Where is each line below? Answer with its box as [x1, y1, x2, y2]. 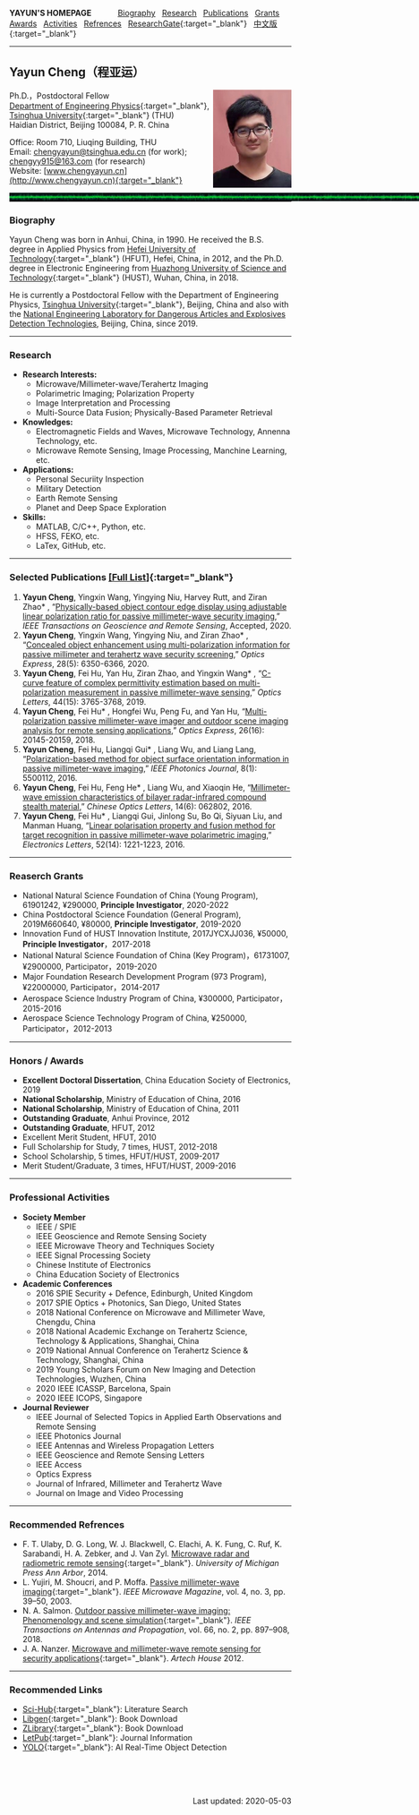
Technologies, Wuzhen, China [35, 1374, 147, 1384]
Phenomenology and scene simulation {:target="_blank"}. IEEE [21, 1614, 252, 1625]
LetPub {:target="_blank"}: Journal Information [21, 1733, 193, 1743]
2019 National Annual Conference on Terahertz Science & [35, 1345, 249, 1356]
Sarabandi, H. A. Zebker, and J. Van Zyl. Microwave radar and [21, 1548, 250, 1559]
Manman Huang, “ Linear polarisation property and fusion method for [21, 819, 276, 831]
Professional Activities [9, 1191, 110, 1203]
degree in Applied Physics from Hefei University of [9, 244, 197, 254]
